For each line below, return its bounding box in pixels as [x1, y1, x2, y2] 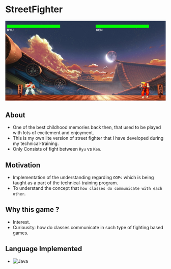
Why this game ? [5, 205, 60, 214]
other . [12, 190, 26, 197]
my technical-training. [12, 140, 59, 146]
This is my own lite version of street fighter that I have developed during [12, 135, 164, 141]
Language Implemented [5, 244, 82, 253]
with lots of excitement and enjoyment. [12, 130, 94, 136]
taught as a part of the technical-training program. [12, 180, 118, 186]
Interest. [12, 218, 31, 225]
